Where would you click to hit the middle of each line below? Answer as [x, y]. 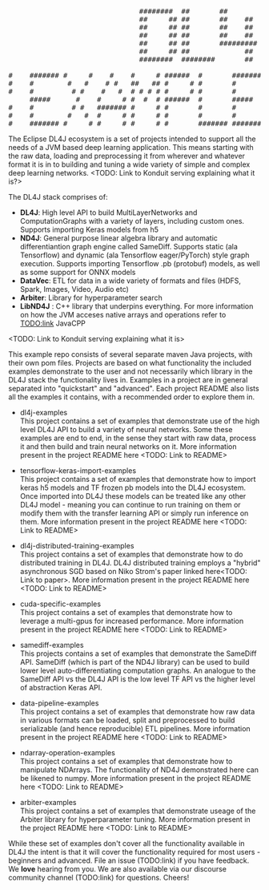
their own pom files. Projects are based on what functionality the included [130, 363]
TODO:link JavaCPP [53, 323]
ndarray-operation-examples [68, 752]
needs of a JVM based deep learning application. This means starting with [131, 147]
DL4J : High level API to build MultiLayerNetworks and [108, 212]
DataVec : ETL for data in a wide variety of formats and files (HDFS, [130, 281]
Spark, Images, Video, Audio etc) [74, 289]
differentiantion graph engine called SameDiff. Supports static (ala [129, 247]
